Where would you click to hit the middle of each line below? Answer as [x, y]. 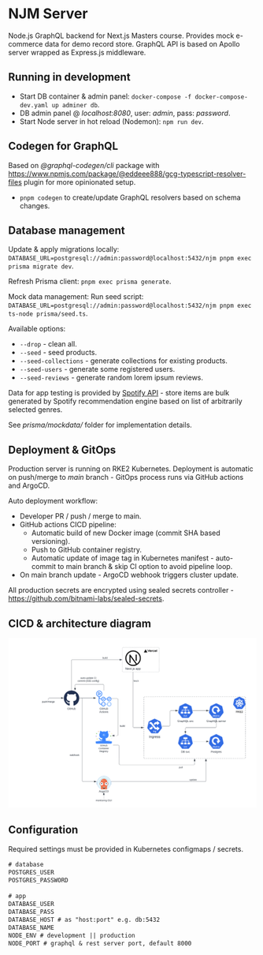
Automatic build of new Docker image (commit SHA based [126, 533]
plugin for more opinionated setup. [80, 182]
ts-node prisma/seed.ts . [48, 313]
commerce [26, 43]
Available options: [37, 329]
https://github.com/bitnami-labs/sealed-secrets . [86, 599]
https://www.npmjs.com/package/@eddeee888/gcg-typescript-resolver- [127, 174]
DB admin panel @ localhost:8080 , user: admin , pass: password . [125, 113]
